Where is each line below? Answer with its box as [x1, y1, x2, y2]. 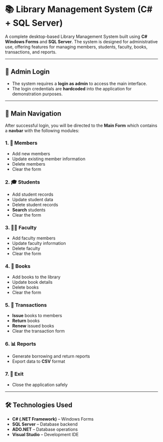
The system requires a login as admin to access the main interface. [12, 81, 147, 86]
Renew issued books [12, 323, 54, 329]
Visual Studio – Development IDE [12, 432, 79, 438]
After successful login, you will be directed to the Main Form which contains [5, 122, 158, 128]
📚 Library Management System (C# [5, 4, 153, 15]
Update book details [12, 279, 53, 285]
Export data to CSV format [12, 358, 65, 364]
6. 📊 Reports [5, 340, 36, 347]
